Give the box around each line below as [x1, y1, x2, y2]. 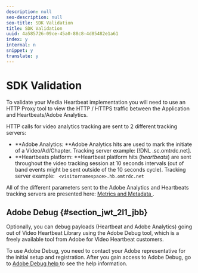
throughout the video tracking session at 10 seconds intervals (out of [14, 159, 184, 167]
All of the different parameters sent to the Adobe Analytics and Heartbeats [6, 184, 189, 191]
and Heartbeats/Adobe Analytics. [6, 111, 88, 118]
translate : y [6, 53, 39, 59]
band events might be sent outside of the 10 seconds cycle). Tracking [14, 166, 186, 173]
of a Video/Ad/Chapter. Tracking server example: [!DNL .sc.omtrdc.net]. [14, 147, 192, 154]
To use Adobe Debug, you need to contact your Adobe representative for [6, 247, 186, 255]
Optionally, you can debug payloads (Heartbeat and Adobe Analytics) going [6, 223, 193, 230]
